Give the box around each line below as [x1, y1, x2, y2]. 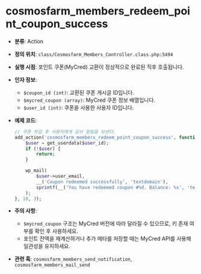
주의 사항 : [14, 207, 37, 214]
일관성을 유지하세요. [23, 243, 70, 250]
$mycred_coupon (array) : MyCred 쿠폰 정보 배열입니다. [23, 96, 156, 104]
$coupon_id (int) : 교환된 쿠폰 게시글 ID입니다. [23, 89, 135, 96]
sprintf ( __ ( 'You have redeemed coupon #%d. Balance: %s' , [36, 184, 185, 190]
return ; [36, 151, 55, 157]
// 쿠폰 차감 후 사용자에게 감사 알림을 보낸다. [14, 128, 116, 135]
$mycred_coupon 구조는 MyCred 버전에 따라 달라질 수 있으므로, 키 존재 [23, 220, 188, 227]
